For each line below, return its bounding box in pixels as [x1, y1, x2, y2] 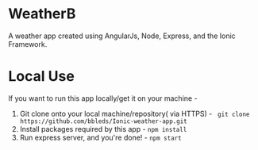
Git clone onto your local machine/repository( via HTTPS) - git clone [19, 109, 250, 118]
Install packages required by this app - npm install [19, 124, 187, 133]
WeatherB [8, 5, 76, 23]
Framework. [8, 39, 48, 48]
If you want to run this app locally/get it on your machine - [8, 93, 198, 103]
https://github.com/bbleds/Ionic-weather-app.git [19, 117, 188, 125]
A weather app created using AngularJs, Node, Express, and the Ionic [8, 31, 236, 40]
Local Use [8, 67, 75, 86]
